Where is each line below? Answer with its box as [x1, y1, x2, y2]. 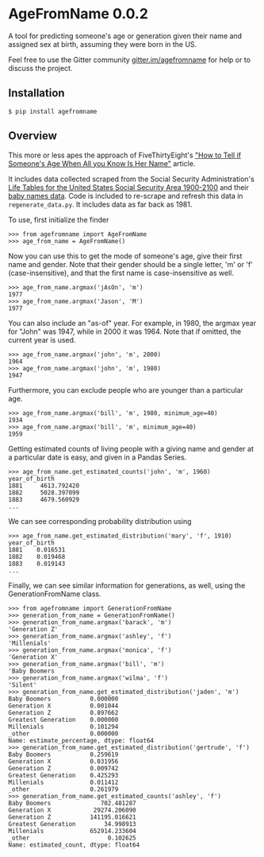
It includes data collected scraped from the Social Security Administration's [8, 174, 255, 184]
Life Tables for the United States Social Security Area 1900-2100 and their [8, 182, 250, 192]
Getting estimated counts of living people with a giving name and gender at [8, 444, 254, 453]
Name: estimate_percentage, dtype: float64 [8, 736, 155, 744]
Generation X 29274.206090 [8, 806, 136, 814]
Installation [8, 87, 65, 100]
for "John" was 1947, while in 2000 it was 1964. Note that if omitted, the [8, 327, 242, 336]
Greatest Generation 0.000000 [8, 715, 119, 723]
